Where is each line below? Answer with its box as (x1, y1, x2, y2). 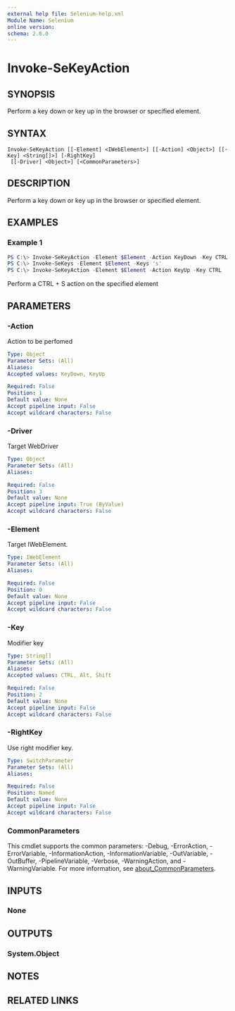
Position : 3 (7, 488, 42, 495)
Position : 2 (7, 691, 42, 698)
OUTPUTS (7, 927, 53, 939)
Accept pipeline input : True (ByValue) (7, 501, 125, 508)
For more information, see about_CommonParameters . (58, 864, 216, 873)
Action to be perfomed (7, 337, 73, 345)
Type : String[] (7, 652, 52, 659)
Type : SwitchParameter (7, 757, 74, 764)
